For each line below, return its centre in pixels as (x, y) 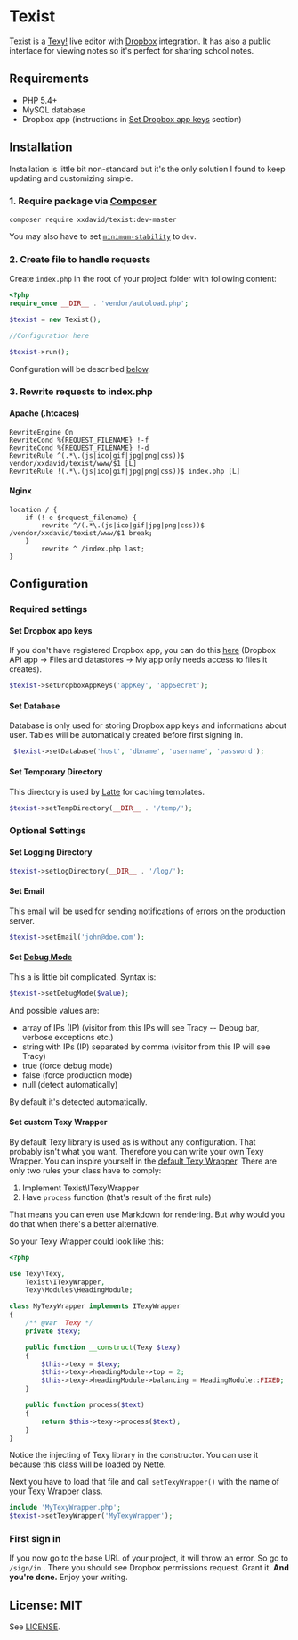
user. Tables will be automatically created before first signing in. (126, 735)
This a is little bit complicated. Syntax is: (83, 977)
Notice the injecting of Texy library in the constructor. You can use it (134, 1455)
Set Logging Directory (51, 852)
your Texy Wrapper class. (56, 1491)
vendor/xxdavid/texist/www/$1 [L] (73, 463)
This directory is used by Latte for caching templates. (107, 791)
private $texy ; (53, 1331)
